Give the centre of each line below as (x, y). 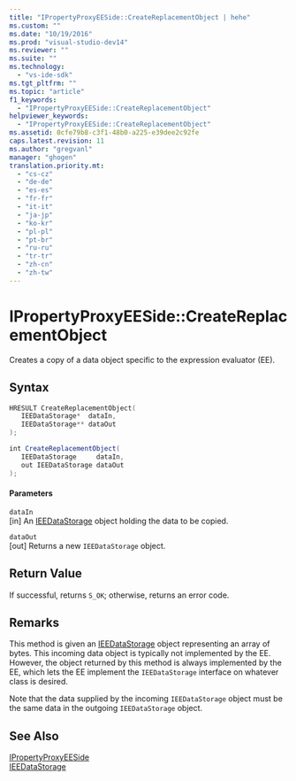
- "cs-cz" (35, 174)
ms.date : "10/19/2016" (51, 34)
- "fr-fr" (35, 199)
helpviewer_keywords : (49, 116)
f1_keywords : (33, 100)
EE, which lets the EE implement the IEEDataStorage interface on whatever (144, 672)
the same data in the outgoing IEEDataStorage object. (106, 708)
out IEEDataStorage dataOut (72, 465)
